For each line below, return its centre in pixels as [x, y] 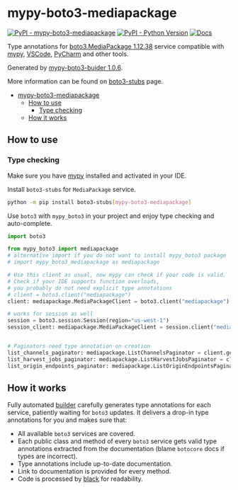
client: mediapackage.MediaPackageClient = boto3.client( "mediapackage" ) [119, 301]
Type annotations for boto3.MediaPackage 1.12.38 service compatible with [116, 46]
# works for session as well [50, 314]
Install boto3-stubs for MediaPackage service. [72, 189]
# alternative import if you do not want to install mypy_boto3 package [117, 256]
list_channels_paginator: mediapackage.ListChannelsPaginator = [104, 353]
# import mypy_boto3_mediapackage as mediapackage [84, 262]
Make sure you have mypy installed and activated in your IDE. [97, 176]
